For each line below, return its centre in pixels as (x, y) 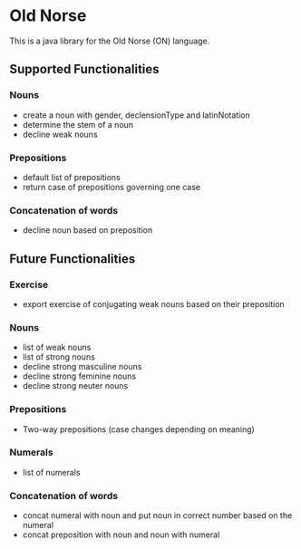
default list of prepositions (71, 177)
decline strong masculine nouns (82, 367)
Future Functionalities (73, 259)
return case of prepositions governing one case (112, 187)
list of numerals (51, 472)
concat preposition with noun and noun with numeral (121, 535)
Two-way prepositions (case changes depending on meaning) (139, 429)
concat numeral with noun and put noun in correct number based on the (157, 515)
